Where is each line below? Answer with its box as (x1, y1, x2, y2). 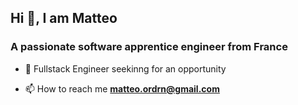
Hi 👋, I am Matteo (10, 10, 118, 27)
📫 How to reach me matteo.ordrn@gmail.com (24, 82, 220, 95)
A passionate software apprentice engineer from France (10, 40, 288, 54)
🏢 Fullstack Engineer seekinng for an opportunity (24, 62, 227, 75)
